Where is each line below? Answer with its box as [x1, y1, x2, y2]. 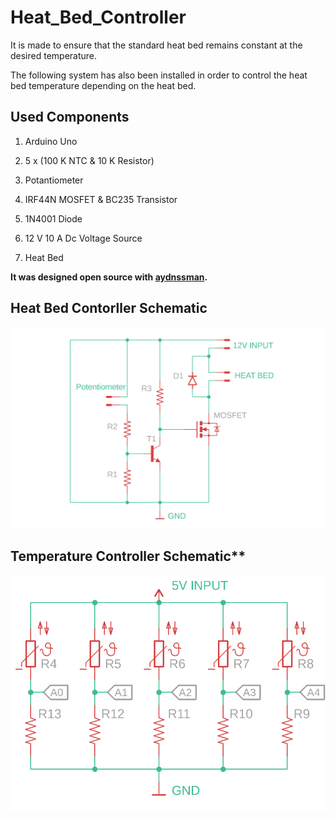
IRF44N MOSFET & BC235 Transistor [24, 193, 178, 205]
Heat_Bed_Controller [10, 6, 187, 29]
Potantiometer [24, 174, 84, 186]
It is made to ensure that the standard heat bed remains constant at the [10, 39, 303, 51]
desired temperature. [10, 49, 98, 61]
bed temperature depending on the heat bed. [10, 79, 197, 91]
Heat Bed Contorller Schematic [10, 300, 208, 317]
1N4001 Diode [24, 212, 83, 225]
